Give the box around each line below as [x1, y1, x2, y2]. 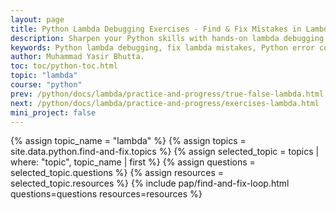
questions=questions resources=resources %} [10, 188, 203, 200]
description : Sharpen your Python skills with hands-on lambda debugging [10, 33, 325, 43]
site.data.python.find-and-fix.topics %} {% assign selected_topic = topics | [10, 146, 320, 158]
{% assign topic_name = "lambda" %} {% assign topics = [10, 135, 247, 147]
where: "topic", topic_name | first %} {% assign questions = [10, 156, 256, 168]
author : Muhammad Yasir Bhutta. [10, 52, 145, 62]
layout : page [10, 14, 65, 25]
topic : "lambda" [10, 71, 78, 81]
